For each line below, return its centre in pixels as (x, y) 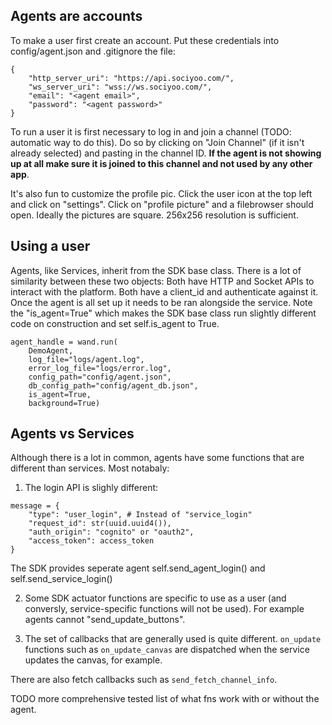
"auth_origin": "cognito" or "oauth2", (111, 532)
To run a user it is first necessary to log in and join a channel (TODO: (151, 131)
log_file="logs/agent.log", (86, 359)
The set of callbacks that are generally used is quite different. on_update (173, 639)
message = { (35, 506)
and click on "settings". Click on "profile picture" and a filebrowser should (162, 204)
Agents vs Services (72, 434)
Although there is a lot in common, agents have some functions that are (157, 458)
